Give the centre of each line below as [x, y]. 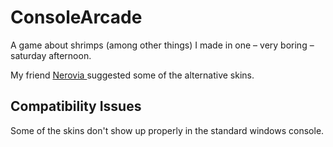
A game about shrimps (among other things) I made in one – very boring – [162, 45]
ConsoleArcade [76, 17]
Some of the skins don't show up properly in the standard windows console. [167, 130]
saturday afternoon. [51, 55]
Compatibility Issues [76, 106]
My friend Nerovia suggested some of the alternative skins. [132, 75]
